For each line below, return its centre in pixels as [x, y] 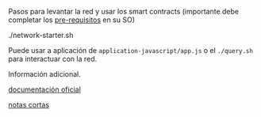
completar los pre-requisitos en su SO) [72, 20]
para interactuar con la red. [53, 59]
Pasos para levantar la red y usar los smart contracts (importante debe [124, 11]
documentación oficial [45, 89]
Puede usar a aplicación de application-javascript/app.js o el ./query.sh [131, 50]
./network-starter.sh [41, 35]
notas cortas [29, 105]
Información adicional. [44, 74]
